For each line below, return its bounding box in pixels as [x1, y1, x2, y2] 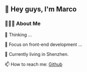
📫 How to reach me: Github [5, 61, 63, 67]
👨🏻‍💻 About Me [5, 20, 41, 27]
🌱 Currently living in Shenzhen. [5, 51, 69, 57]
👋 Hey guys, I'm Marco [5, 5, 77, 14]
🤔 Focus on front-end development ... [5, 41, 82, 47]
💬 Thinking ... [5, 31, 32, 38]
